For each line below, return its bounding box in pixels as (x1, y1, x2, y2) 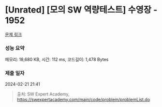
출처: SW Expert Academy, (16, 91, 70, 97)
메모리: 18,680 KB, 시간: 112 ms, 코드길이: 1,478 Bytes (5, 56, 109, 63)
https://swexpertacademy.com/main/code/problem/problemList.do (16, 96, 150, 102)
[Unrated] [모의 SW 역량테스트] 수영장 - (5, 4, 158, 15)
